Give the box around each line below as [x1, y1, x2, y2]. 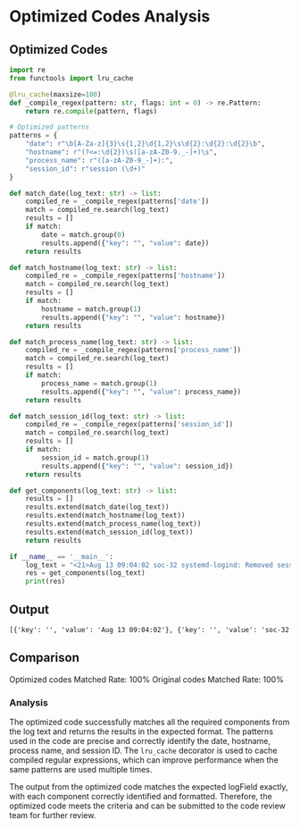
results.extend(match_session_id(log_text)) [25, 528, 194, 537]
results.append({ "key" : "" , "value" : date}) [41, 239, 210, 248]
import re [9, 65, 46, 74]
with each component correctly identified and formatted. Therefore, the [9, 790, 272, 801]
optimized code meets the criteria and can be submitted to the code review [9, 800, 286, 811]
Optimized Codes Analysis [9, 6, 211, 27]
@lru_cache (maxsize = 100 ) [9, 89, 102, 99]
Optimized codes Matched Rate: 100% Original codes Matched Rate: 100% [9, 673, 284, 685]
